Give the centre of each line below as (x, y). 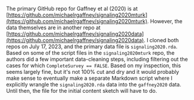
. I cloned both (161, 40)
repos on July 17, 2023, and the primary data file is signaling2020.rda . (92, 46)
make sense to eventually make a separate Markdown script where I (89, 78)
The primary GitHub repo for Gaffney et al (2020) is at (72, 9)
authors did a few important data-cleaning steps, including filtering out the (97, 59)
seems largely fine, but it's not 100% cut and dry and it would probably (93, 72)
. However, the (165, 21)
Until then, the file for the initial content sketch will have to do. (82, 91)
